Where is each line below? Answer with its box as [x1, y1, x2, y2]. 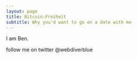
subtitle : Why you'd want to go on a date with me [6, 19, 132, 25]
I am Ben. [6, 35, 29, 42]
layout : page [6, 8, 38, 14]
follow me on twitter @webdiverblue [6, 46, 93, 53]
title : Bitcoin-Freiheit [6, 14, 66, 20]
